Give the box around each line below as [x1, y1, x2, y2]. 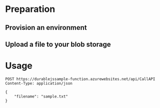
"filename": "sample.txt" [14, 94, 68, 99]
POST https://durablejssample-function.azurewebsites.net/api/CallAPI [5, 76, 155, 82]
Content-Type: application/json [5, 81, 72, 86]
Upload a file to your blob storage [5, 40, 111, 48]
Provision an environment [5, 23, 87, 32]
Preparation [5, 3, 55, 15]
